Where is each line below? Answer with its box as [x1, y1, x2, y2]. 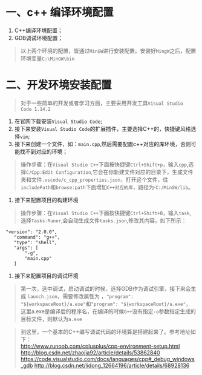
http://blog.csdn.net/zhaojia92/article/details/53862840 [20, 349, 161, 356]
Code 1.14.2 [20, 106, 51, 112]
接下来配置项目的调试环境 [14, 272, 79, 279]
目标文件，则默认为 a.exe [20, 315, 82, 322]
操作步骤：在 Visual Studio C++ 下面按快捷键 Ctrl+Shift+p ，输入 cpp [20, 161, 187, 168]
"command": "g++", [13, 234, 60, 240]
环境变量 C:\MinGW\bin [20, 55, 75, 62]
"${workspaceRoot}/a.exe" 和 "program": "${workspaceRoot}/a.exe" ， [20, 300, 192, 307]
